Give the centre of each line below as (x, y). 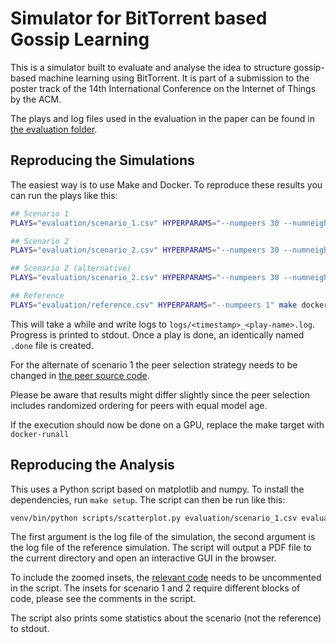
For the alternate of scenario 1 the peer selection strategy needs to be (154, 364)
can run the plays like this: (64, 195)
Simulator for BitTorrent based (139, 18)
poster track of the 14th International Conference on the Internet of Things (163, 88)
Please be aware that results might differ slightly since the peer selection (160, 394)
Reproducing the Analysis (92, 465)
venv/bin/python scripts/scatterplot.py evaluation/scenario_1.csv (154, 518)
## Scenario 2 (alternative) (71, 268)
